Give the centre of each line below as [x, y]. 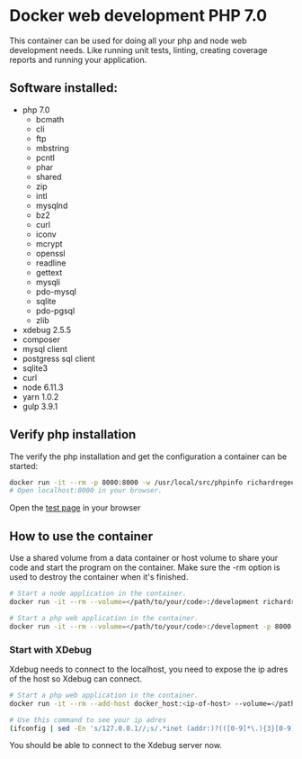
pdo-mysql [56, 291]
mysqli [48, 282]
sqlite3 [35, 368]
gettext [49, 272]
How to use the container [81, 536]
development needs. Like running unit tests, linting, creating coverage [138, 50]
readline [51, 263]
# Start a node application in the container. [98, 594]
